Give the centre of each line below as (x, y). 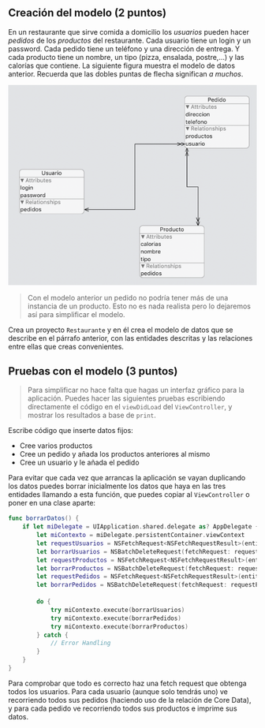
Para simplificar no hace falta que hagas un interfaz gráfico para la (136, 390)
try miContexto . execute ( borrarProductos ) (119, 626)
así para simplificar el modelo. (76, 314)
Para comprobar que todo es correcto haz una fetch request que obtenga (127, 683)
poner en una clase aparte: (52, 503)
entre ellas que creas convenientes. (66, 346)
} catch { (52, 635)
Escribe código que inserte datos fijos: (71, 431)
